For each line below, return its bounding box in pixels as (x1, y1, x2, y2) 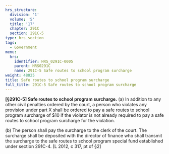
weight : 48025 (5, 73, 35, 78)
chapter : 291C (10, 26, 39, 31)
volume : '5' (10, 17, 35, 22)
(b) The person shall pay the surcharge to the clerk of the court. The (5, 127, 147, 133)
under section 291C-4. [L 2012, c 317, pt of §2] (5, 143, 101, 149)
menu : (5, 49, 17, 54)
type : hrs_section (5, 36, 44, 41)
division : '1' (10, 12, 39, 17)
